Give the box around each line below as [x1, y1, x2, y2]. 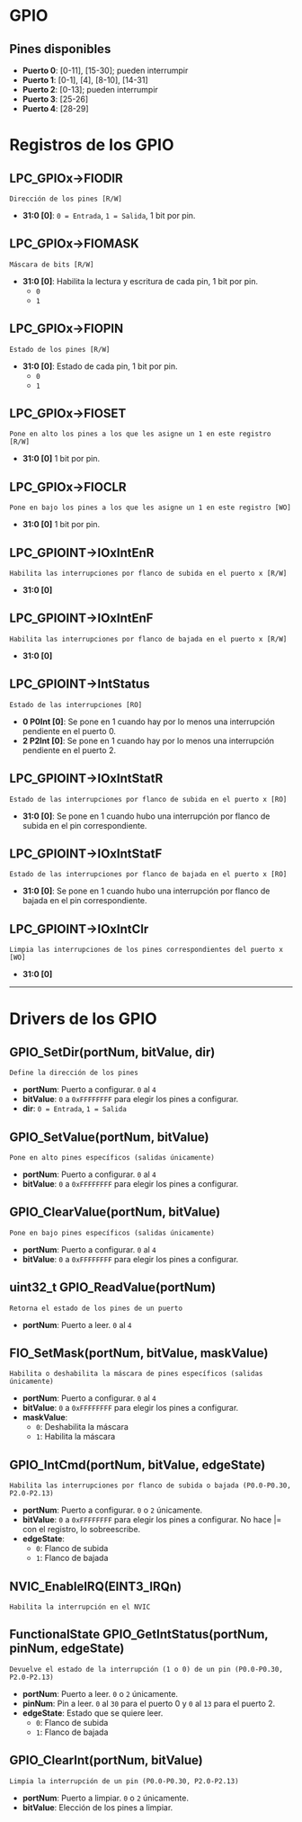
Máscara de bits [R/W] [9, 260, 94, 269]
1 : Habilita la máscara [35, 1432, 116, 1442]
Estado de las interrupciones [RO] [9, 700, 143, 709]
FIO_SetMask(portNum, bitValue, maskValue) [9, 1345, 269, 1360]
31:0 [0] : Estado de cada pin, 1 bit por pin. [22, 361, 178, 372]
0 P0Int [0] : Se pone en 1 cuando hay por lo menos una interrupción [22, 716, 276, 727]
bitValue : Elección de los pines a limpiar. [22, 1801, 173, 1813]
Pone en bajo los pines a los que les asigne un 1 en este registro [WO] [9, 503, 292, 513]
